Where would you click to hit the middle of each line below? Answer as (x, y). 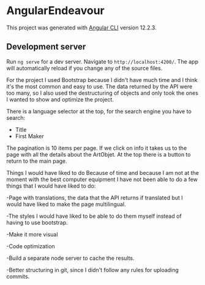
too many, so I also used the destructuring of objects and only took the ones (102, 93)
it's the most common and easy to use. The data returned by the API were (99, 86)
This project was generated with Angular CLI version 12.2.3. (82, 28)
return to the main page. (37, 161)
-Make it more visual (32, 234)
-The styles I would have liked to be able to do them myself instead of (94, 216)
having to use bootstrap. (37, 222)
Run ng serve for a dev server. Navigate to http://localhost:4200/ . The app (102, 61)
